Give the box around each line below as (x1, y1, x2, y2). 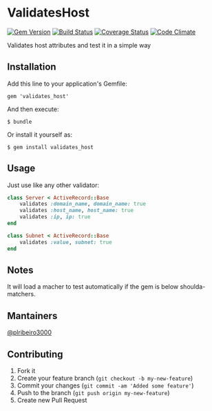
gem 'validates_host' (7, 93, 70, 99)
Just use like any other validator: (7, 181, 100, 189)
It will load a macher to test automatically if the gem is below (7, 283, 179, 291)
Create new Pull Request (17, 396, 87, 404)
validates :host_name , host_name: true (19, 207, 134, 214)
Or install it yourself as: (7, 130, 72, 139)
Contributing (7, 348, 63, 360)
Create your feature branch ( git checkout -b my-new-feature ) (17, 374, 193, 382)
